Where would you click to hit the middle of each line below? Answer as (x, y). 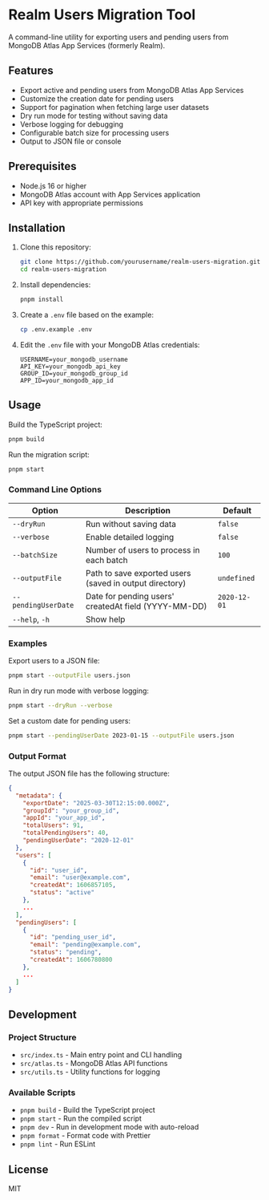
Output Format (37, 756)
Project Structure (42, 1037)
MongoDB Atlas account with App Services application (110, 194)
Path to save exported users (138, 573)
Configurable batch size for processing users (94, 132)
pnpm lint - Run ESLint (58, 1144)
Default (237, 510)
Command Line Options (55, 489)
